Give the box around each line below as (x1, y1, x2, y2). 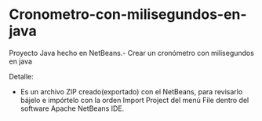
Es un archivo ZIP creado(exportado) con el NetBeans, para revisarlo (20, 86, 243, 96)
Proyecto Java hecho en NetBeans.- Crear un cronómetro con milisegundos (9, 48, 254, 57)
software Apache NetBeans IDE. (20, 104, 125, 113)
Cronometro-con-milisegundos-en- (9, 5, 247, 24)
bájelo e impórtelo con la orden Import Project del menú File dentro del (20, 95, 249, 104)
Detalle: (9, 71, 34, 81)
